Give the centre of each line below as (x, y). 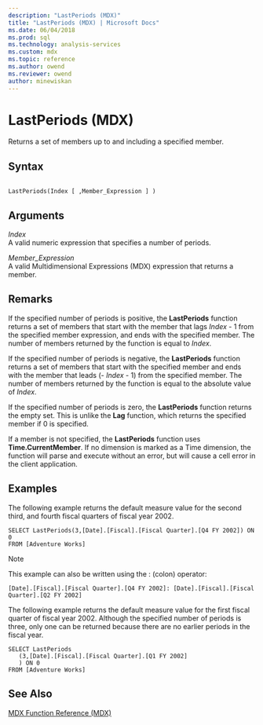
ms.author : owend (37, 67)
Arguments (37, 216)
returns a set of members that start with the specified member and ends (125, 367)
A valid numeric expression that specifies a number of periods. (110, 243)
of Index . (22, 392)
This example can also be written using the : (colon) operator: (108, 573)
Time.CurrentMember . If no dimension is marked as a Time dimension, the (130, 447)
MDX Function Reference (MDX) (60, 712)
